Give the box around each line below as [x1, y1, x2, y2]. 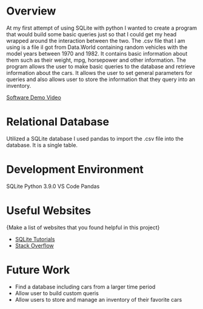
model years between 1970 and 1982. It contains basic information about [6, 50, 188, 57]
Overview [6, 4, 56, 18]
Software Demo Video [6, 94, 62, 101]
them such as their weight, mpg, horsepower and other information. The [6, 56, 187, 63]
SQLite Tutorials [15, 235, 55, 242]
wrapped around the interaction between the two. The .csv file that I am [6, 37, 186, 44]
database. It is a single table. [6, 141, 78, 149]
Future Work [6, 263, 70, 276]
